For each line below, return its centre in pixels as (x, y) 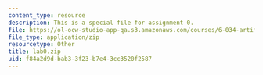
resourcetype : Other (42, 45)
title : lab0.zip (34, 52)
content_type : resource (47, 15)
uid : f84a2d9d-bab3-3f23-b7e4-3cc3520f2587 (80, 59)
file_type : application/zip (54, 37)
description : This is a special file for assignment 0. (101, 23)
